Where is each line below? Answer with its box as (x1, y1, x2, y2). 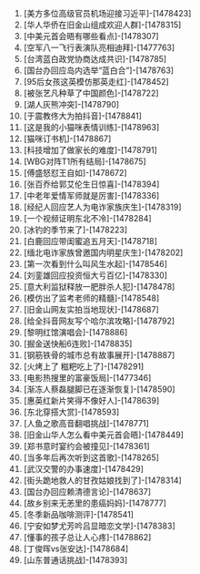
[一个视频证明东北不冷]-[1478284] (23, 213, 153, 223)
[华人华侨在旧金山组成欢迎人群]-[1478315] (23, 19, 182, 30)
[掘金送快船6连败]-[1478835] (23, 338, 133, 349)
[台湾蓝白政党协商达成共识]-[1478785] (23, 54, 167, 64)
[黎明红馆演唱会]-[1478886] (23, 327, 128, 337)
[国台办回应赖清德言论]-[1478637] (23, 487, 152, 497)
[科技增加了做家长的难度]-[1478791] (23, 145, 157, 155)
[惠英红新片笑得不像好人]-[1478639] (23, 395, 160, 405)
